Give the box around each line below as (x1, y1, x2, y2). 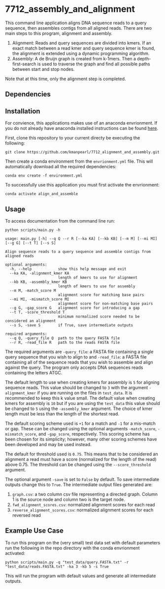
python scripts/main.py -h (5, 227, 61, 232)
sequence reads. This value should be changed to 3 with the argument (5, 384, 148, 390)
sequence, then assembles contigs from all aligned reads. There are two (5, 25, 152, 31)
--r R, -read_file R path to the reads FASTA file (9, 340, 120, 345)
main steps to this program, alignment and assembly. (5, 30, 112, 36)
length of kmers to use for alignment (58, 275, 138, 280)
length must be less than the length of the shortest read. (5, 410, 120, 416)
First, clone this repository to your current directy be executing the (5, 135, 140, 141)
